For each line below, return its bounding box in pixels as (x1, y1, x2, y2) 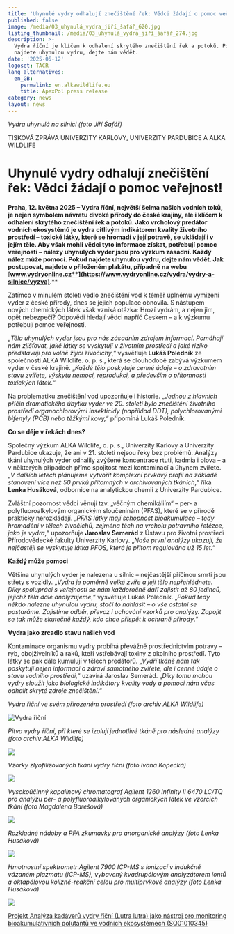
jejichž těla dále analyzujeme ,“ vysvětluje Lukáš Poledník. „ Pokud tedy (8, 592, 210, 601)
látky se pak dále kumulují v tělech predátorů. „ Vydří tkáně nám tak (8, 657, 200, 665)
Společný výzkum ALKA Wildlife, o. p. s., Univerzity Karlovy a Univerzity (8, 441, 215, 450)
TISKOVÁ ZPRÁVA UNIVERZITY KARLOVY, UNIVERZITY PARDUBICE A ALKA (8, 133, 226, 141)
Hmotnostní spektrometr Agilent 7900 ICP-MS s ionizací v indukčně (8, 862, 201, 871)
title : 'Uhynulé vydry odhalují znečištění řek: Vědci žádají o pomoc (8, 10, 217, 17)
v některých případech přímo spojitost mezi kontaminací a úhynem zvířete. (8, 463, 222, 471)
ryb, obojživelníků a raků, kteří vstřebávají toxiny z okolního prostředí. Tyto (8, 649, 221, 657)
